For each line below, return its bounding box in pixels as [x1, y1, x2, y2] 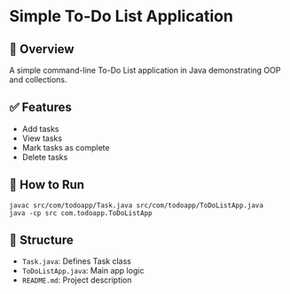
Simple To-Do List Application [9, 6, 233, 27]
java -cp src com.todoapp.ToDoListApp [9, 208, 153, 218]
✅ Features [9, 100, 73, 115]
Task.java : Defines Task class [21, 256, 131, 267]
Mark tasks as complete [21, 142, 110, 152]
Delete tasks [21, 151, 68, 162]
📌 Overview [9, 42, 74, 57]
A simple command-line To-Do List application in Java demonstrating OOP [9, 65, 281, 75]
